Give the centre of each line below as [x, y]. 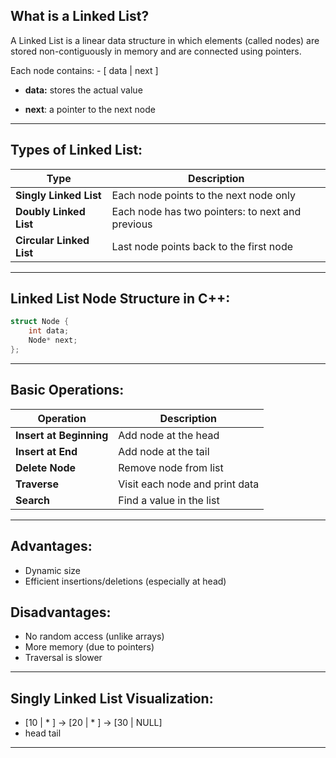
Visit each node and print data [189, 484]
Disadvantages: [61, 612]
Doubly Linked [50, 211]
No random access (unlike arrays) [94, 636]
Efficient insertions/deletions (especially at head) [125, 581]
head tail [43, 733]
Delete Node [46, 467]
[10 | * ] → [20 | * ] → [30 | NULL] [93, 723]
